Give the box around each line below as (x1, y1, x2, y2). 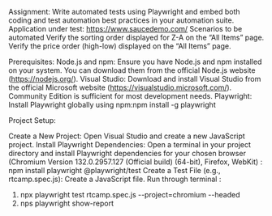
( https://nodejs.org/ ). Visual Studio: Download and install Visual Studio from (8, 74, 261, 83)
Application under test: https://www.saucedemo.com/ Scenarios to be (8, 24, 243, 33)
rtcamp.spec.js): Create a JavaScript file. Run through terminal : (8, 174, 222, 184)
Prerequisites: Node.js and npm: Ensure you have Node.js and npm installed (8, 57, 262, 66)
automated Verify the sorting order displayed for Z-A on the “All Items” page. (8, 32, 265, 42)
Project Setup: (8, 116, 57, 125)
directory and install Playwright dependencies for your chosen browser (8, 149, 246, 158)
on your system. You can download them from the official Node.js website (8, 66, 256, 75)
